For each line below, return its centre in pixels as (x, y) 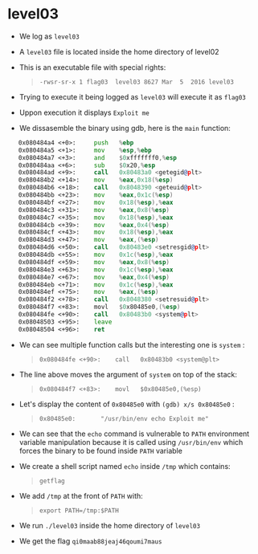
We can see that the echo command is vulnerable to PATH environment (134, 434)
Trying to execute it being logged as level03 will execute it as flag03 (133, 96)
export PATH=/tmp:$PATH (79, 511)
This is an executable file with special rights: (92, 67)
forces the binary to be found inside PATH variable (100, 450)
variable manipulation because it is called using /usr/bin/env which (131, 442)
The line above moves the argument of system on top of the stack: (128, 374)
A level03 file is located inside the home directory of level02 (119, 51)
